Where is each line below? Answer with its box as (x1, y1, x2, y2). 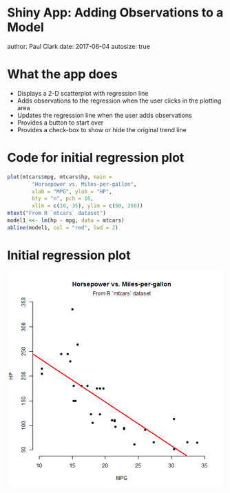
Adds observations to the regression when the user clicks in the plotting (17, 96, 222, 105)
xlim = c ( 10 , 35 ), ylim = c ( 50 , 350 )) (32, 202, 143, 209)
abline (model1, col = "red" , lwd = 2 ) (7, 224, 118, 231)
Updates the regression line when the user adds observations (17, 111, 193, 119)
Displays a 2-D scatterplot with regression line (17, 89, 149, 97)
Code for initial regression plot (7, 150, 185, 166)
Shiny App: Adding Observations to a (7, 5, 224, 21)
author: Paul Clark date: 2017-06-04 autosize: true (7, 42, 150, 50)
